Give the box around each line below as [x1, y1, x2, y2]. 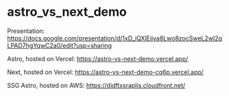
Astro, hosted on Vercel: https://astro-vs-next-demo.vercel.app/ [7, 54, 189, 62]
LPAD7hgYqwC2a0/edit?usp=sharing [7, 41, 112, 49]
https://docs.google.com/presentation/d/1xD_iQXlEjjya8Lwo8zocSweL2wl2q [7, 34, 223, 42]
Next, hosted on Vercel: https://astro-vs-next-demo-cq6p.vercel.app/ [7, 68, 204, 76]
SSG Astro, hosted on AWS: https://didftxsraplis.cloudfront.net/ [7, 81, 186, 89]
